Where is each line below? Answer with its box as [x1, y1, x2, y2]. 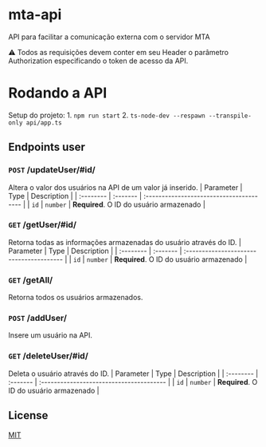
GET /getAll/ [8, 274, 53, 285]
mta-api [8, 6, 62, 24]
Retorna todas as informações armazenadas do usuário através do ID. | [8, 237, 241, 247]
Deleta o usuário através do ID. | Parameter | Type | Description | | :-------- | [8, 369, 259, 378]
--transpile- [208, 112, 252, 120]
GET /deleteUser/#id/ [8, 350, 89, 362]
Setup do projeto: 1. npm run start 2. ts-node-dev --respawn [8, 110, 205, 120]
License [8, 409, 49, 422]
